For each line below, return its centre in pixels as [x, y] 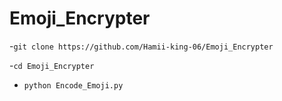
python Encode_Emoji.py [73, 85]
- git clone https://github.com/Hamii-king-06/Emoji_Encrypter [141, 46]
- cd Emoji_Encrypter [52, 65]
